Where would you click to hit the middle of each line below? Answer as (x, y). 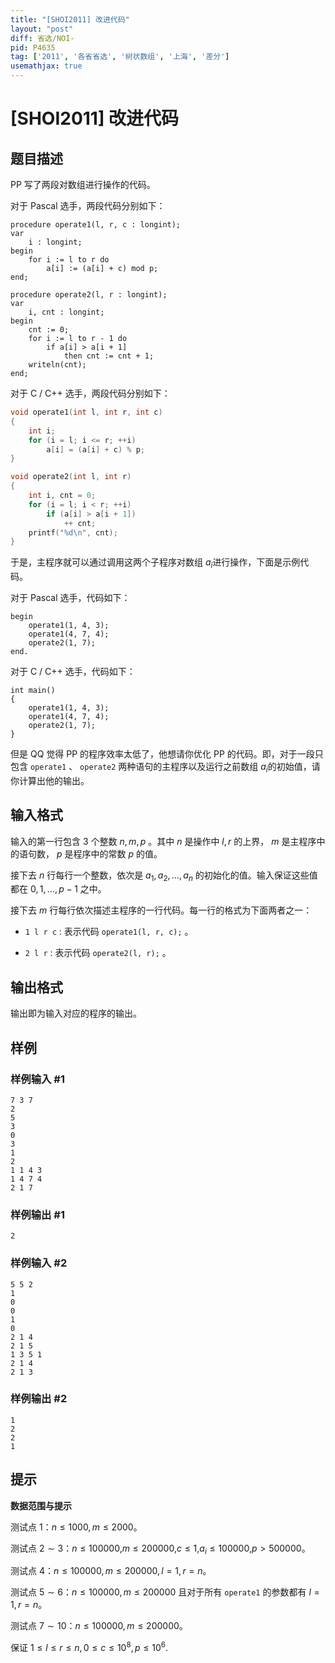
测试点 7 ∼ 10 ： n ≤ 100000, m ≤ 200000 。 (99, 1626)
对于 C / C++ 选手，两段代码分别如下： (90, 393)
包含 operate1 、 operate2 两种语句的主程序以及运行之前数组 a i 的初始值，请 (165, 768)
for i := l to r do (69, 260)
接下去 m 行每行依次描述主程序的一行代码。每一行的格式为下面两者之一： (161, 910)
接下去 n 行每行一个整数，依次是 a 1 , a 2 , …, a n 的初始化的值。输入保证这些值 (164, 876)
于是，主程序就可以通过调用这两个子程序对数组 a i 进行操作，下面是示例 (155, 563)
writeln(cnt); (57, 365)
